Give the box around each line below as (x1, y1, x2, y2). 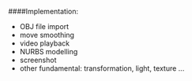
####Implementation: (8, 7, 79, 16)
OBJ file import (19, 22, 70, 31)
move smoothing (19, 31, 75, 39)
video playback (19, 39, 70, 48)
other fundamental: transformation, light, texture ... (19, 64, 185, 73)
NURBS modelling (19, 47, 78, 56)
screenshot (19, 55, 57, 64)
